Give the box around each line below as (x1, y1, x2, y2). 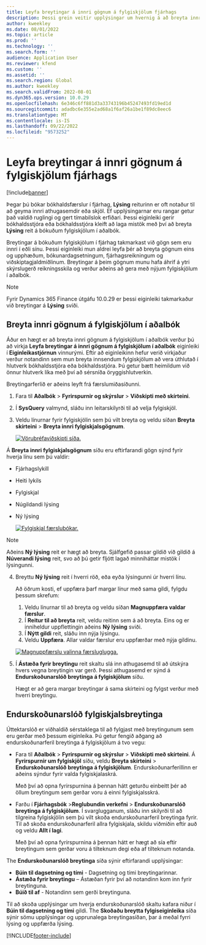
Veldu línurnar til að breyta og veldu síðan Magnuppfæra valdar (24, 603, 186, 611)
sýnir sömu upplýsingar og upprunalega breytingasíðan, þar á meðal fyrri (6, 913, 191, 920)
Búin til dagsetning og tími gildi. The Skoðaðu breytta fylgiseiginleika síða (6, 907, 197, 914)
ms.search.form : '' (6, 49, 56, 55)
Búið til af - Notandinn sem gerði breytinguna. (15, 888, 132, 896)
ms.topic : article (6, 32, 53, 38)
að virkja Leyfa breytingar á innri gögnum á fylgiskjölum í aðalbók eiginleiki (6, 342, 199, 350)
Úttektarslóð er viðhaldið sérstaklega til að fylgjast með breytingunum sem (6, 726, 194, 733)
